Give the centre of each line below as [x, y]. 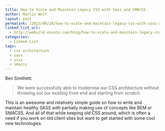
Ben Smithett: [19, 79]
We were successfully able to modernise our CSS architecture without [88, 88]
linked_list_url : [23, 28]
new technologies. [24, 124]
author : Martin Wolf [26, 14]
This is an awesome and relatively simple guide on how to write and [74, 103]
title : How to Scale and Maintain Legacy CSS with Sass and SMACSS [76, 10]
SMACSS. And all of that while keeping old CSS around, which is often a [78, 113]
